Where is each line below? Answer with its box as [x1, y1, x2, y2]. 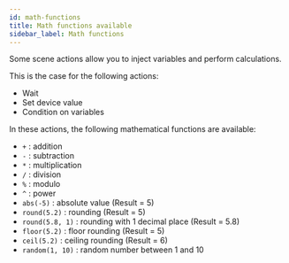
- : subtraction [21, 151, 75, 161]
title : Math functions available [9, 21, 133, 30]
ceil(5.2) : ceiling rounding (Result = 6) [21, 236, 168, 246]
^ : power [21, 188, 57, 199]
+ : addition [21, 141, 63, 151]
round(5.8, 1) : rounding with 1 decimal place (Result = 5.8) [21, 216, 240, 227]
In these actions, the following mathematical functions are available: [9, 124, 256, 135]
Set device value [21, 97, 83, 108]
